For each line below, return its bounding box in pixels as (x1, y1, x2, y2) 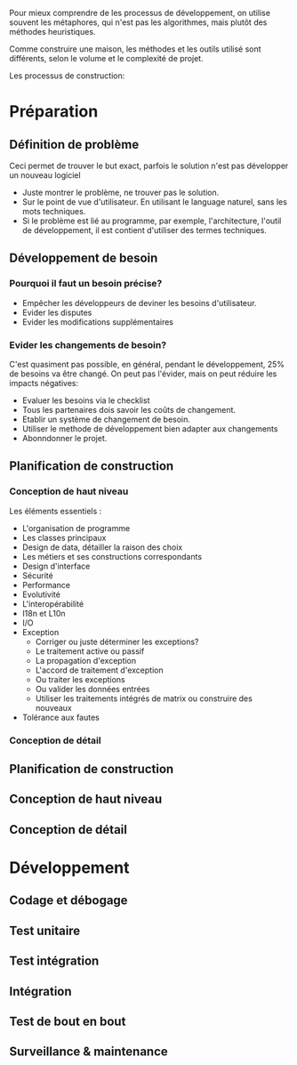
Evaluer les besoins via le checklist (21, 395, 150, 406)
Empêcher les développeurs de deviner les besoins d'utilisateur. (21, 297, 257, 308)
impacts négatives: (9, 377, 79, 388)
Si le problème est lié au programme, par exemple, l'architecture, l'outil (21, 215, 282, 226)
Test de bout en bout (9, 1013, 126, 1029)
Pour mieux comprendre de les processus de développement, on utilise (9, 8, 271, 18)
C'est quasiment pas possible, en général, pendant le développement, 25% (9, 359, 285, 369)
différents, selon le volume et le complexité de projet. (9, 53, 204, 63)
